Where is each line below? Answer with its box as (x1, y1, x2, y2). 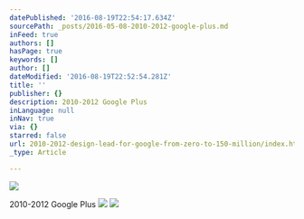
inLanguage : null (9, 106, 75, 115)
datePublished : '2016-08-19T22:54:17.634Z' (9, 13, 176, 23)
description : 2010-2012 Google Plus (9, 97, 147, 107)
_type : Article (9, 148, 67, 157)
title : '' (9, 81, 47, 90)
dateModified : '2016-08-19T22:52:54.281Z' (9, 72, 172, 81)
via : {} (9, 123, 39, 132)
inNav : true (9, 114, 54, 123)
